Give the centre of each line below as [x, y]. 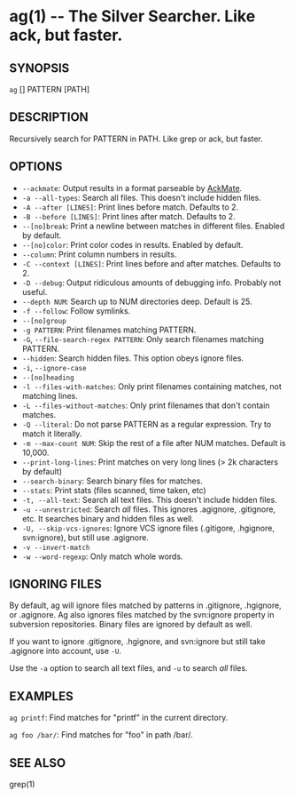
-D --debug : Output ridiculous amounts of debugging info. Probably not [151, 283]
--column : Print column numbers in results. [99, 254]
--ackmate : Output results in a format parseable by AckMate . [132, 188]
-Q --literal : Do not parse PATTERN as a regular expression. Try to [147, 424]
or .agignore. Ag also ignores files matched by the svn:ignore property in [142, 615]
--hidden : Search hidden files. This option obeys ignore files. [133, 358]
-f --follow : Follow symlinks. [76, 311]
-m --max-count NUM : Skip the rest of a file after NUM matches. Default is [154, 443]
